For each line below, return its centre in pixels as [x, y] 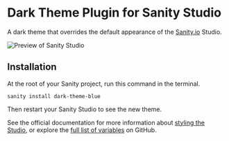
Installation [32, 67]
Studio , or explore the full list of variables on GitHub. [82, 130]
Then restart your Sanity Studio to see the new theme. [85, 109]
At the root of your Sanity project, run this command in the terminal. [104, 84]
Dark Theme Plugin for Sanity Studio [114, 13]
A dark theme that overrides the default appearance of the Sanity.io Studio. [114, 32]
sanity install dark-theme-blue [54, 96]
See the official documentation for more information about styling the [106, 122]
